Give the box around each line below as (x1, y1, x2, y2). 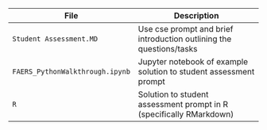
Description (173, 10, 219, 21)
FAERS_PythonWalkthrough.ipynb (12, 67, 131, 76)
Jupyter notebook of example (137, 56, 249, 67)
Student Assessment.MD (12, 35, 98, 43)
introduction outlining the (137, 33, 232, 44)
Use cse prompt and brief (137, 24, 234, 34)
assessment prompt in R (137, 99, 229, 109)
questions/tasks (137, 44, 198, 54)
